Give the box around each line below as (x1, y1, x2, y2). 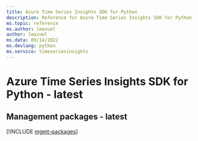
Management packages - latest (6, 112, 128, 122)
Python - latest (6, 88, 83, 101)
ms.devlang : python (6, 43, 56, 49)
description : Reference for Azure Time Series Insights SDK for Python (6, 15, 192, 21)
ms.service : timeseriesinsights (6, 49, 88, 55)
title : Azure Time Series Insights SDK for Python (6, 9, 138, 15)
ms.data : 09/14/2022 (6, 37, 59, 43)
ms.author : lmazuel (6, 26, 56, 32)
